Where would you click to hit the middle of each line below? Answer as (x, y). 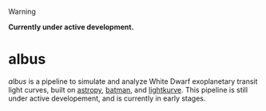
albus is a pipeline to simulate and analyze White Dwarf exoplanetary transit (133, 81)
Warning (22, 12)
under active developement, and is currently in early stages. (107, 98)
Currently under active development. (71, 27)
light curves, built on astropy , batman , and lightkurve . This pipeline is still (128, 89)
